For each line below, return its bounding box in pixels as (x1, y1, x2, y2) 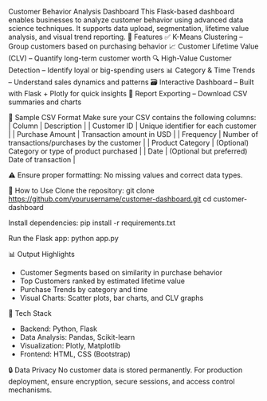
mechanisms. (8, 385, 53, 395)
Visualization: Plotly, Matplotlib (19, 341, 121, 350)
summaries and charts (8, 97, 82, 107)
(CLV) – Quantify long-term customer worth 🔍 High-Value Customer (8, 53, 233, 63)
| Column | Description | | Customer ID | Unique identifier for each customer (8, 121, 257, 130)
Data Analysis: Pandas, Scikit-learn (19, 333, 135, 341)
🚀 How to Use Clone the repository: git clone (8, 186, 155, 195)
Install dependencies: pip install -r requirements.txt (8, 218, 175, 228)
